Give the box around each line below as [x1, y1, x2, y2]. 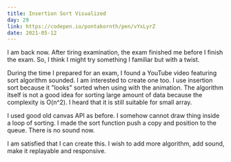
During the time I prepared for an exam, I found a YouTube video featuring [7, 69, 217, 77]
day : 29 [7, 17, 30, 23]
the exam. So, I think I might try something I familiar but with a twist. [7, 56, 200, 64]
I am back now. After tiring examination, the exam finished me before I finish [7, 48, 223, 57]
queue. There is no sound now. [7, 126, 95, 134]
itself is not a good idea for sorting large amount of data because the [7, 91, 203, 99]
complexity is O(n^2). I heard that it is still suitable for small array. [7, 98, 192, 107]
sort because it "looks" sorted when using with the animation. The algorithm [7, 83, 224, 92]
